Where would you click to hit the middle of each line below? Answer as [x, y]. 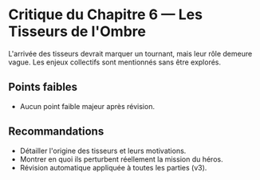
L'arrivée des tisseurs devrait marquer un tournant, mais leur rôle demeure [130, 53]
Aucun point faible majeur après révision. [87, 106]
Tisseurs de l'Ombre [77, 31]
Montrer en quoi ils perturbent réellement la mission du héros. [121, 159]
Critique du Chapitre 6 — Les [106, 15]
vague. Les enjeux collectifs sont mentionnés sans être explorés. [115, 62]
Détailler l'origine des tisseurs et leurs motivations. [103, 151]
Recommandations [56, 132]
